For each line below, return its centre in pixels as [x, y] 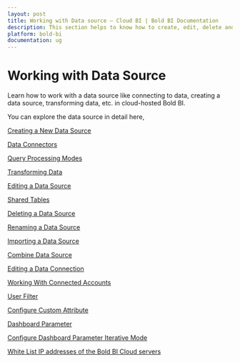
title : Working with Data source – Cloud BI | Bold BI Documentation [113, 21]
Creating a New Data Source [49, 131]
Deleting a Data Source [41, 214]
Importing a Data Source [44, 241]
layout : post [27, 14]
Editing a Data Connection [46, 269]
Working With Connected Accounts [59, 283]
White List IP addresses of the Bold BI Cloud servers [84, 352]
